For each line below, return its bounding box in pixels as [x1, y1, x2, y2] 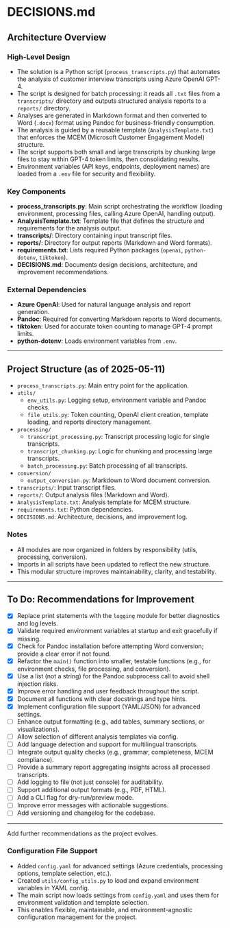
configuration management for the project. [16, 913, 138, 921]
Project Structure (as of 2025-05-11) [7, 363, 166, 374]
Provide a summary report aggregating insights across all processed [16, 763, 210, 772]
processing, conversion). [16, 553, 88, 561]
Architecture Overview [7, 32, 107, 43]
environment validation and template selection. [16, 898, 149, 906]
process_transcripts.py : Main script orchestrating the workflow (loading [16, 202, 222, 211]
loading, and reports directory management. [27, 418, 152, 426]
